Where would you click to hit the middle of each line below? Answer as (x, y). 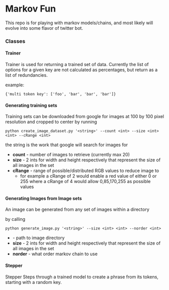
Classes (15, 41)
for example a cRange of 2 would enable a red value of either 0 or (88, 176)
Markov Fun (31, 9)
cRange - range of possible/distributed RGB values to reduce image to (86, 171)
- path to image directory (38, 238)
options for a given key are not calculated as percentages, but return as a (81, 70)
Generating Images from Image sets (44, 198)
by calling (15, 219)
